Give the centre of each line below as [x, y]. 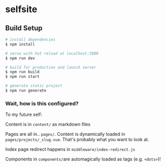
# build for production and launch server [51, 67]
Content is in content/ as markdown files [48, 124]
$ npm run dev [20, 58]
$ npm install [20, 44]
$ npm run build [22, 72]
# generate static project [34, 86]
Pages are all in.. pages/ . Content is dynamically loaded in [65, 134]
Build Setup [24, 28]
